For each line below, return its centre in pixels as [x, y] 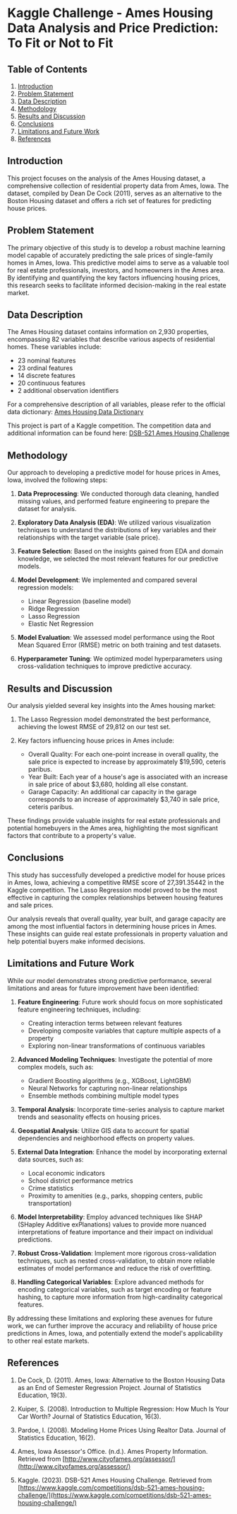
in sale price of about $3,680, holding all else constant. [108, 784]
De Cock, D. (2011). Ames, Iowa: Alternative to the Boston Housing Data [121, 1380]
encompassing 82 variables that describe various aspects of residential [111, 339]
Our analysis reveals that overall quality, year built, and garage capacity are [117, 919]
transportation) [50, 1203]
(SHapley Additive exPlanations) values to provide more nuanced [112, 1224]
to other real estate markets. [48, 1341]
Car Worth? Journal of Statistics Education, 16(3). [89, 1416]
